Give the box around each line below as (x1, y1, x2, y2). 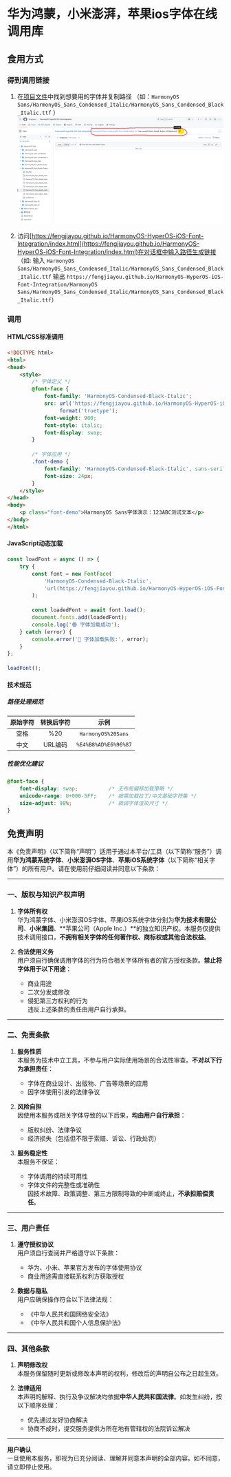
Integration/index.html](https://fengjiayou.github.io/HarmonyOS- (16, 239, 200, 248)
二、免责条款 (7, 1030, 50, 1040)
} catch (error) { (19, 628, 72, 636)
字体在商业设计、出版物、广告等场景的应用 (27, 1079, 148, 1087)
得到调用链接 (7, 75, 50, 85)
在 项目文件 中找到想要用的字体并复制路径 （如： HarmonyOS (16, 92, 180, 101)
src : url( (43, 400, 72, 407)
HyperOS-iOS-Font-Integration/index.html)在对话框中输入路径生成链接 (16, 247, 217, 255)
